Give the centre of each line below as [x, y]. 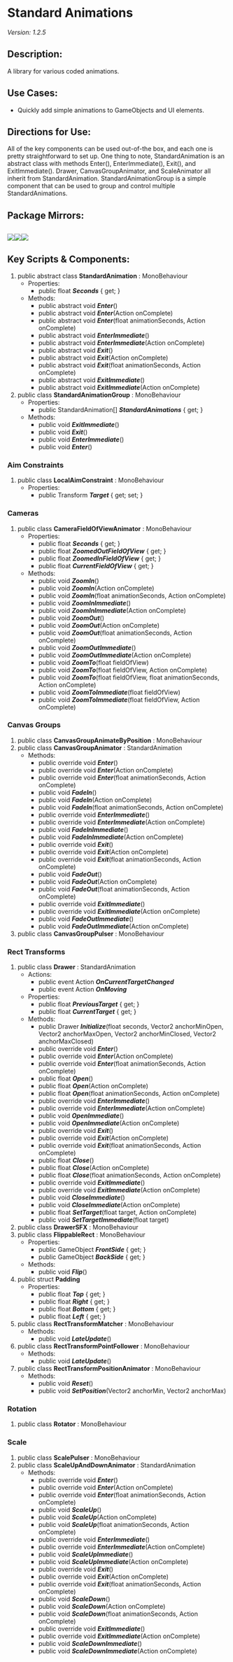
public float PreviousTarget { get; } [89, 1004]
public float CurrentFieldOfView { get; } [96, 565]
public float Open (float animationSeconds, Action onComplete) [129, 1094]
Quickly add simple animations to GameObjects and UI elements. [111, 110]
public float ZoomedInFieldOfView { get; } [99, 558]
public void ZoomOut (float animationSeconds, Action [115, 633]
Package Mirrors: [46, 215]
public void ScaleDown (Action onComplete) [102, 1606]
